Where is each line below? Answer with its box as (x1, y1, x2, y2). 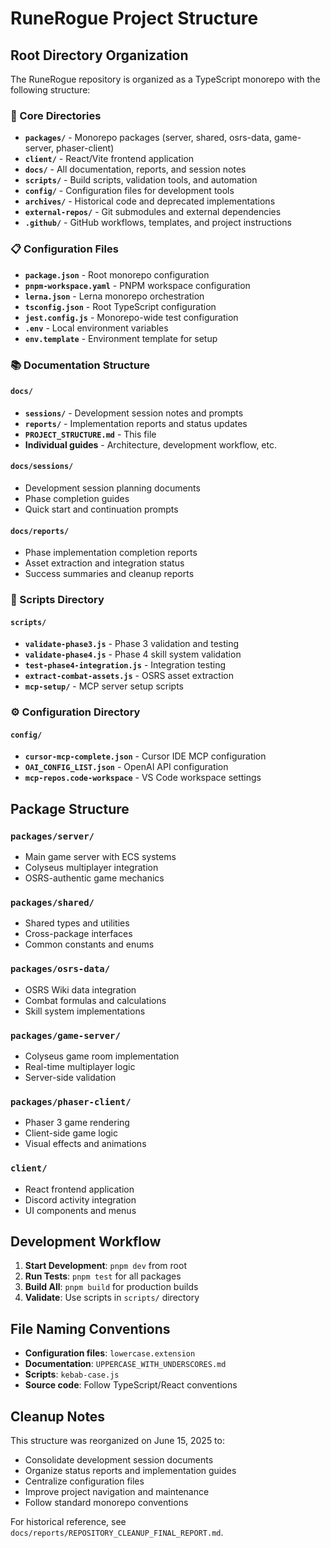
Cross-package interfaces (24, 928, 133, 940)
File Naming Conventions (10, 1320, 171, 1337)
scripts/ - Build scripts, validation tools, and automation (24, 174, 258, 186)
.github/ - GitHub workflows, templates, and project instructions (24, 217, 292, 229)
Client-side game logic (24, 1127, 119, 1139)
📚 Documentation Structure (10, 358, 151, 372)
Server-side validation (24, 1071, 117, 1083)
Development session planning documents (24, 482, 201, 494)
